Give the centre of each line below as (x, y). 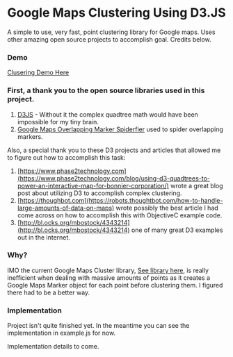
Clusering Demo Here (38, 73)
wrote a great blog (197, 185)
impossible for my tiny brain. (58, 122)
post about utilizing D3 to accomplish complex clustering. (99, 193)
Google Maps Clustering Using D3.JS (116, 13)
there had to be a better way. (49, 292)
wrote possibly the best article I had (167, 208)
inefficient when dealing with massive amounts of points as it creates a (109, 277)
